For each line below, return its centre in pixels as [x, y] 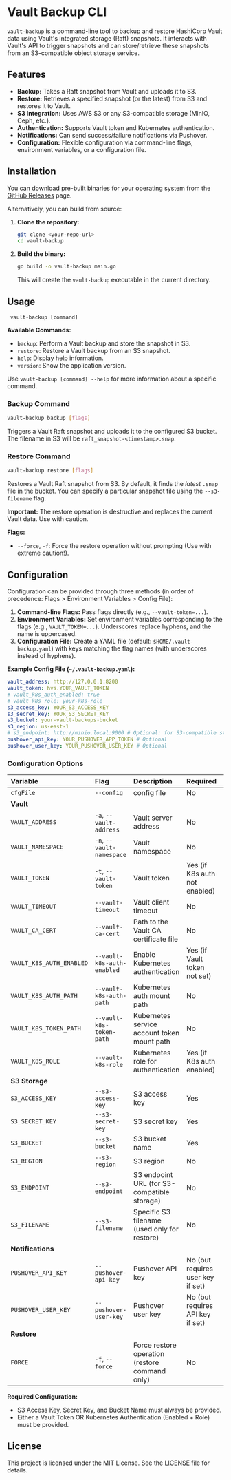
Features [26, 75]
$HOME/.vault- [173, 642]
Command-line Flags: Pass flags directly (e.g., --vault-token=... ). [112, 612]
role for [145, 1061]
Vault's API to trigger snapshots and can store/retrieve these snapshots [108, 45]
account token [156, 1033]
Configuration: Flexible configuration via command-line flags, [105, 142]
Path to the [151, 922]
